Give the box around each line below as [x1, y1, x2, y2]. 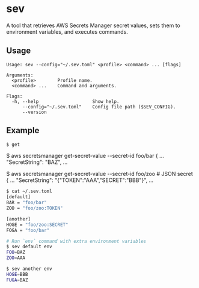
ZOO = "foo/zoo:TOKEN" [6, 205, 63, 211]
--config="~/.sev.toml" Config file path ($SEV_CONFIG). [22, 104, 176, 110]
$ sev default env [6, 243, 52, 250]
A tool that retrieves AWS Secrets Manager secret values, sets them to [6, 22, 180, 29]
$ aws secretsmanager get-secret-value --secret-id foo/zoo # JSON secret [6, 171, 194, 178]
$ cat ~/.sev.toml [6, 189, 52, 195]
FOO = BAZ [6, 249, 26, 255]
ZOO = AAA [6, 255, 26, 261]
